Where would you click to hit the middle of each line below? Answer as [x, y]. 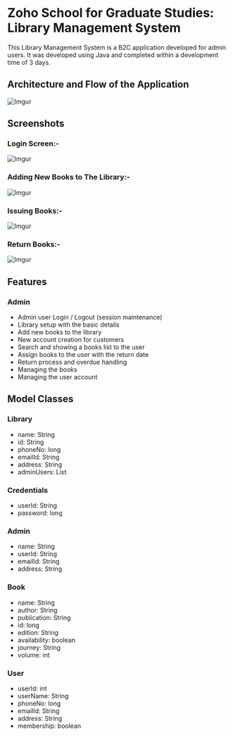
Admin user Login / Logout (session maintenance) [90, 317]
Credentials [27, 490]
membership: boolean [49, 726]
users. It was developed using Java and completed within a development [113, 55]
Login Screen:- [33, 144]
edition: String [38, 632]
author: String [37, 610]
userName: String [43, 695]
